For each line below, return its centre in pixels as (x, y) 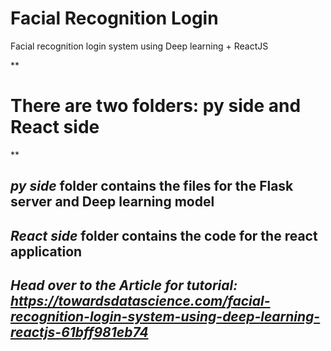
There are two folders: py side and (156, 106)
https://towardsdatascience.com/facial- (140, 301)
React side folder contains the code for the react (164, 235)
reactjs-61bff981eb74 (79, 332)
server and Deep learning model (112, 202)
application (46, 251)
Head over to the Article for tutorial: (124, 285)
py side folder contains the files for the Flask (152, 186)
